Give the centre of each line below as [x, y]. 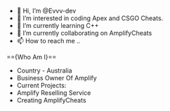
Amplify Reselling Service [54, 93]
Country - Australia [44, 71]
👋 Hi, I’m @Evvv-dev [46, 11]
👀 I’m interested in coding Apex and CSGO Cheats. [90, 18]
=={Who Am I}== [32, 57]
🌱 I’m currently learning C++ [58, 25]
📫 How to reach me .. [48, 41]
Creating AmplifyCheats [51, 100]
